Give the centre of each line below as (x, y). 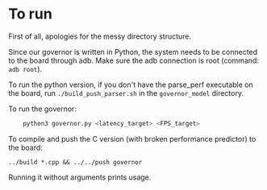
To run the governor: (42, 109)
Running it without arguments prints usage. (80, 177)
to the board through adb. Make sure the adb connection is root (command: (134, 60)
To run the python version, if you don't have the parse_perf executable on (131, 85)
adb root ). (25, 68)
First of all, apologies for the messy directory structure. (100, 36)
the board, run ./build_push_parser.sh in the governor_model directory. (126, 93)
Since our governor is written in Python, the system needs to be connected (133, 52)
